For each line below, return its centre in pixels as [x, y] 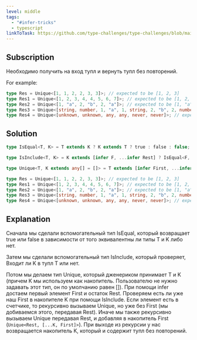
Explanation [28, 219]
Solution [22, 134]
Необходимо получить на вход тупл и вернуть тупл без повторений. [92, 71]
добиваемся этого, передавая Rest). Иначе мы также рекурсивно [89, 312]
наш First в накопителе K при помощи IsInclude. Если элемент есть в [92, 299]
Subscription [30, 57]
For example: [22, 82]
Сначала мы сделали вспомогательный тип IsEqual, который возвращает [98, 233]
